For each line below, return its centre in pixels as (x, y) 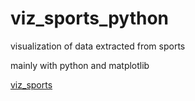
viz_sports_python (90, 18)
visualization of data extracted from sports (98, 46)
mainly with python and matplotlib (80, 65)
